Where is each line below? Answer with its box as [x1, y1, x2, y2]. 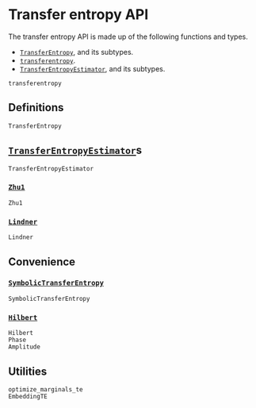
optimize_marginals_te [8, 385, 83, 394]
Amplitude [8, 343, 41, 351]
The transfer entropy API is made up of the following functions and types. [8, 32, 248, 41]
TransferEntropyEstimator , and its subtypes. [19, 64, 166, 73]
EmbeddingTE [8, 392, 48, 400]
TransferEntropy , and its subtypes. [19, 47, 134, 56]
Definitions [8, 101, 64, 114]
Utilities [8, 364, 48, 378]
